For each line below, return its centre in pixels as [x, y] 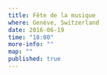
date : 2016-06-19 [36, 30]
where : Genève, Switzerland [54, 23]
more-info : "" [31, 45]
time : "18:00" [31, 37]
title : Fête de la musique [52, 15]
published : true [34, 59]
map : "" [21, 52]
